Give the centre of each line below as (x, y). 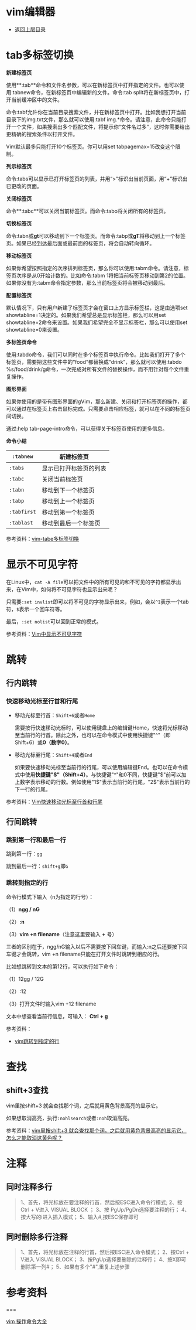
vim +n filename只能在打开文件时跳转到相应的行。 (102, 954)
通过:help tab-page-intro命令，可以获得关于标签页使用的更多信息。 (87, 428)
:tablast (21, 523)
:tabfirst (23, 511)
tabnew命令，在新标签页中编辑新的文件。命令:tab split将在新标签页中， (99, 92)
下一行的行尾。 (32, 789)
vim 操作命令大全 (27, 1321)
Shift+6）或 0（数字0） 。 (44, 742)
